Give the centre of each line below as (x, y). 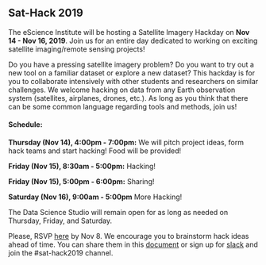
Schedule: (25, 125)
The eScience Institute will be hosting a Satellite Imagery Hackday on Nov (129, 32)
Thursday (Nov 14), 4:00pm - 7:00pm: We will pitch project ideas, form (126, 143)
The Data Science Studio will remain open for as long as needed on (118, 213)
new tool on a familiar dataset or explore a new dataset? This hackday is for (132, 73)
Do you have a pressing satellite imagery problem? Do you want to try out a (131, 64)
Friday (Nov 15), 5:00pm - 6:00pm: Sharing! (81, 182)
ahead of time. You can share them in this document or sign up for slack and (133, 244)
